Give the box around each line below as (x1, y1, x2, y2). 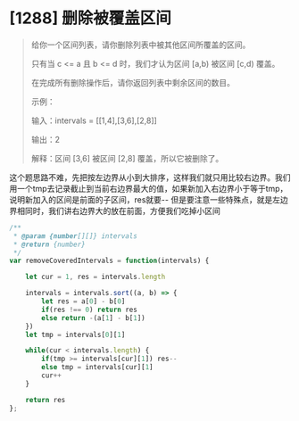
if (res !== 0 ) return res (41, 305, 138, 314)
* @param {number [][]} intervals (12, 231, 138, 241)
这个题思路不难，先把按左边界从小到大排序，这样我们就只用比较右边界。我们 (9, 171, 291, 183)
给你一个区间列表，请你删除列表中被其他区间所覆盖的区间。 (30, 39, 251, 50)
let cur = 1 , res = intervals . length (25, 273, 166, 282)
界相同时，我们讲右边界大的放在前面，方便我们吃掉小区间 (9, 205, 220, 216)
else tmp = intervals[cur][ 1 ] (41, 363, 154, 372)
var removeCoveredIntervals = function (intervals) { (9, 256, 210, 266)
